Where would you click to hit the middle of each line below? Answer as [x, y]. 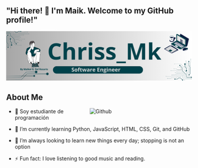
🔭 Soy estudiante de [39, 111]
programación [32, 117]
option [22, 146]
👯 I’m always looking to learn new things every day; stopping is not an [99, 140]
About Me [24, 97]
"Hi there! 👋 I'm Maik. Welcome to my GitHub [90, 11]
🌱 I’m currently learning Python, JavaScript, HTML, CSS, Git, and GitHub [102, 129]
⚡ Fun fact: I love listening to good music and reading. [80, 158]
